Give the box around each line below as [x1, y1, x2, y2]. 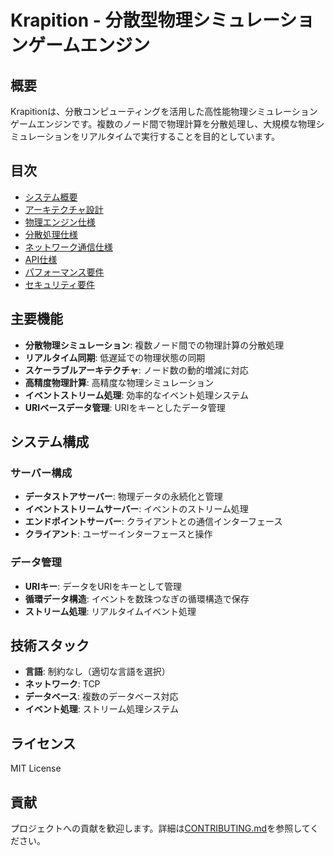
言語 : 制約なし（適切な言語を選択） [24, 666, 171, 678]
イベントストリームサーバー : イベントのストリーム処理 [24, 503, 249, 515]
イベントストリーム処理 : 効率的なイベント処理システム [24, 389, 249, 401]
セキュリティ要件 [24, 278, 95, 290]
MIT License [10, 762, 62, 775]
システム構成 [10, 434, 90, 451]
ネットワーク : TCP [24, 678, 101, 690]
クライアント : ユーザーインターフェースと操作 [24, 528, 213, 540]
